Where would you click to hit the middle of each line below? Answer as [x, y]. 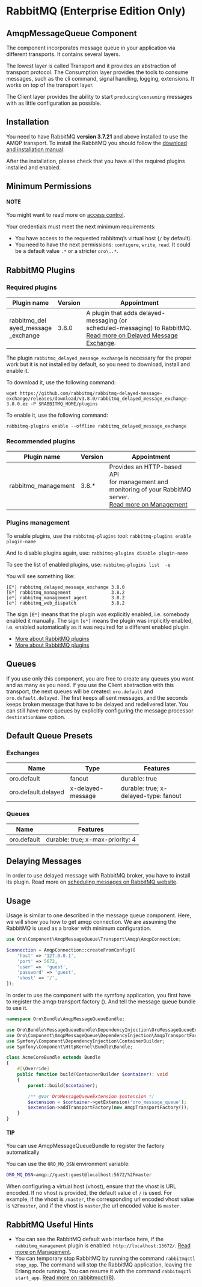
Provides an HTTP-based [145, 467]
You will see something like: [41, 576]
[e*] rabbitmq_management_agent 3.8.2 [66, 597]
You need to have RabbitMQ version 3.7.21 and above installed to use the [97, 136]
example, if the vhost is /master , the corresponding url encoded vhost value [100, 1199]
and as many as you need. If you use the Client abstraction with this [90, 685]
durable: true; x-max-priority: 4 [91, 840]
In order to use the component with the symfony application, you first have [99, 996]
